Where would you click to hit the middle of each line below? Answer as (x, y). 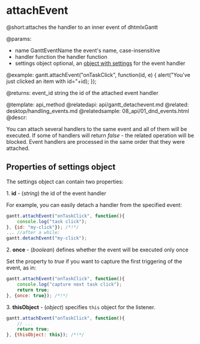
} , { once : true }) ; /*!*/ (37, 295)
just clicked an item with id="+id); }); (51, 81)
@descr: (17, 117)
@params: (19, 38)
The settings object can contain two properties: (65, 182)
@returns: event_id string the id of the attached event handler (82, 93)
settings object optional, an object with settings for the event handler (100, 63)
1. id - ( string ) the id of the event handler (56, 193)
